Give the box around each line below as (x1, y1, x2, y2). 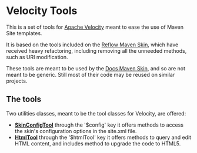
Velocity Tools (6, 4, 78, 18)
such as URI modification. (6, 53, 69, 60)
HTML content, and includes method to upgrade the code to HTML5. (14, 140, 181, 147)
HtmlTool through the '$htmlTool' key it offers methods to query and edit (14, 134, 192, 141)
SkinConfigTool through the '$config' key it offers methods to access (14, 121, 184, 128)
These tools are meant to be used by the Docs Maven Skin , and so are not (6, 64, 185, 72)
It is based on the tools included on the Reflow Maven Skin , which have (6, 41, 179, 48)
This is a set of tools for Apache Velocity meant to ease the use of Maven (6, 23, 184, 30)
